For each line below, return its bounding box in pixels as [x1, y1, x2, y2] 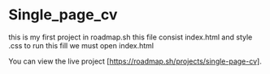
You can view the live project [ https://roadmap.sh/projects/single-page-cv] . [8, 56, 262, 66]
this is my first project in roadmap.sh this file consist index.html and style [8, 32, 253, 42]
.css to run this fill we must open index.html [8, 40, 155, 50]
